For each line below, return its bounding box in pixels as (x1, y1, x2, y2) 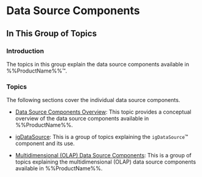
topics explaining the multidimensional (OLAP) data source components (15, 158, 196, 166)
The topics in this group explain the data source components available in (6, 60, 190, 68)
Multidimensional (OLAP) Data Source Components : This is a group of (15, 152, 192, 159)
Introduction (6, 47, 44, 55)
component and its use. (15, 140, 75, 147)
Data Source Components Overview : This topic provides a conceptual (15, 108, 192, 116)
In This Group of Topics (6, 28, 97, 39)
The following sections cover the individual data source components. (6, 96, 181, 104)
